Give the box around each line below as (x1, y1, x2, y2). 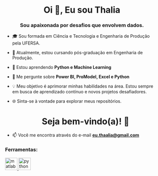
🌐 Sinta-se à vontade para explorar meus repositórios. (12, 98, 122, 104)
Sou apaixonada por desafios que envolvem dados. (20, 22, 144, 29)
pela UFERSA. (12, 40, 40, 46)
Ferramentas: (5, 146, 38, 153)
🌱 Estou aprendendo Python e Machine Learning (12, 65, 112, 70)
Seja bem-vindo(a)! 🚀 (41, 116, 130, 127)
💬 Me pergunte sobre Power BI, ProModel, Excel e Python (12, 74, 130, 80)
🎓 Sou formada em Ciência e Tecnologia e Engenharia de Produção (12, 33, 150, 39)
